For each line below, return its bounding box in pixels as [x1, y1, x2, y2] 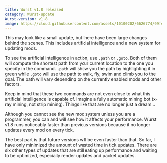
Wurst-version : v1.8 [5, 16, 48, 21]
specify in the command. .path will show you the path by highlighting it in [5, 66, 156, 72]
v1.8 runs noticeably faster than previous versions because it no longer [5, 122, 151, 128]
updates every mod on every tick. [5, 127, 74, 133]
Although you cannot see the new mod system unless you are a [5, 111, 135, 117]
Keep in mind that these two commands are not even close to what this [5, 91, 151, 97]
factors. [5, 81, 21, 87]
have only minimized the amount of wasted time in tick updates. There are [5, 142, 157, 148]
